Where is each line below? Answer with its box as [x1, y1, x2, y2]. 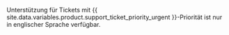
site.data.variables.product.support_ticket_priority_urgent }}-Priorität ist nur [6, 13, 223, 21]
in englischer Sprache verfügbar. [6, 21, 101, 28]
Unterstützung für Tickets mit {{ [6, 6, 98, 14]
